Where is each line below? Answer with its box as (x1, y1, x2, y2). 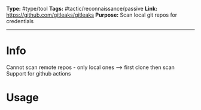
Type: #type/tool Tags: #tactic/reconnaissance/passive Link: (6, 5, 157, 12)
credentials (6, 18, 34, 24)
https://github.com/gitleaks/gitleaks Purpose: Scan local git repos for (6, 11, 178, 18)
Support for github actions (6, 70, 71, 77)
